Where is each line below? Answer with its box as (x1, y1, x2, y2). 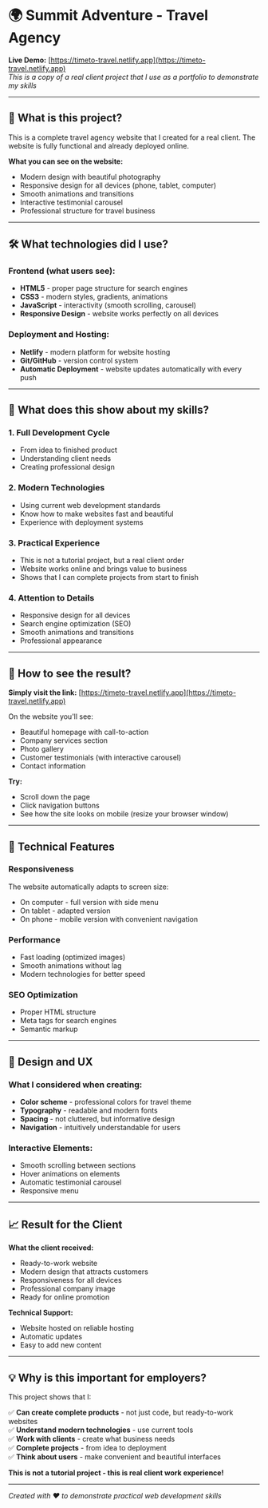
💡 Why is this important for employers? (8, 1371, 207, 1384)
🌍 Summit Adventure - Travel (8, 6, 209, 25)
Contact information (19, 761, 86, 771)
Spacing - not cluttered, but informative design (19, 1114, 175, 1124)
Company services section (19, 736, 108, 745)
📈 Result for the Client (8, 1217, 123, 1231)
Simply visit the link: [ (8, 688, 82, 697)
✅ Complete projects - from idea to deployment (8, 1443, 167, 1453)
